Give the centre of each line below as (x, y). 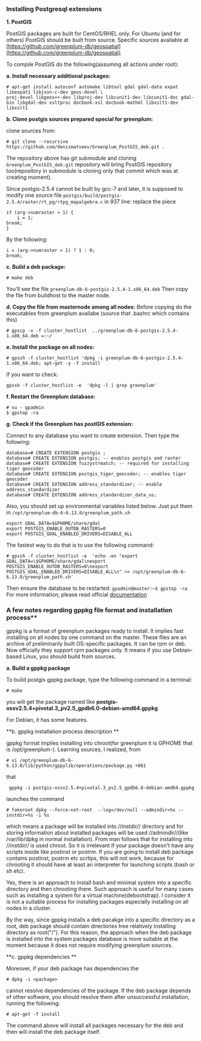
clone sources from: (31, 131)
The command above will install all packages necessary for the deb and (95, 1025)
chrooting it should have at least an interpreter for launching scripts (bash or (100, 864)
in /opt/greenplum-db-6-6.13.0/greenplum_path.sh (68, 512)
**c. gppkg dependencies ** (41, 956)
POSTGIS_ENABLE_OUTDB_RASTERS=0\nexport (58, 567)
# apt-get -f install (33, 1014)
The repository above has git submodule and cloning (71, 158)
